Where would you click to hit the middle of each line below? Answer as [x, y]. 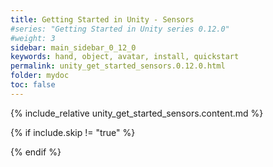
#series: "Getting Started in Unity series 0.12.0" [120, 29]
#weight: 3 [33, 38]
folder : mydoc [40, 76]
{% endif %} [36, 152]
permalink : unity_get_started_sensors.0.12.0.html [118, 66]
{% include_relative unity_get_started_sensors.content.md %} [137, 113]
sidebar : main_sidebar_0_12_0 [73, 47]
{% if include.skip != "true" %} [73, 132]
